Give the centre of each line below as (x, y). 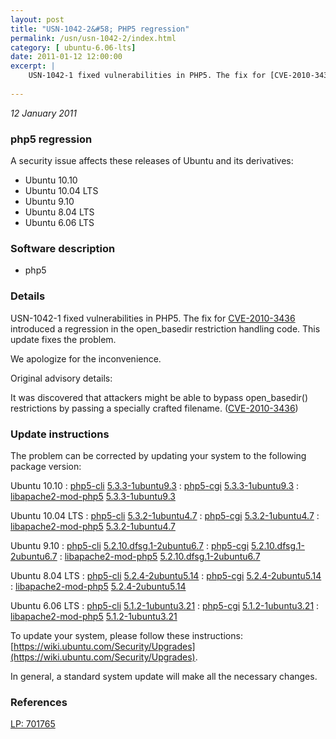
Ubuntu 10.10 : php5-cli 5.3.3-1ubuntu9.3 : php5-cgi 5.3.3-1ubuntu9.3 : (155, 485)
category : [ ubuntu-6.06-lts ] (73, 47)
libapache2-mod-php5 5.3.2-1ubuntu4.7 (93, 526)
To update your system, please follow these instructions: (126, 635)
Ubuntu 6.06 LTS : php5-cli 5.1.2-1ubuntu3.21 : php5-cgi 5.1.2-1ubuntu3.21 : (165, 605)
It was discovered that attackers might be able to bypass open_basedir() (159, 397)
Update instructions (60, 434)
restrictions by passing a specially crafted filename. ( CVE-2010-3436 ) (154, 408)
